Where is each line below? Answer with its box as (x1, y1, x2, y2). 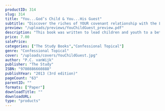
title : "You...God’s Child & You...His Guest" (5, 16, 102, 21)
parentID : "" (5, 80, 32, 85)
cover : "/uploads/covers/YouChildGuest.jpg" (5, 53, 98, 58)
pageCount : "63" (5, 76, 38, 81)
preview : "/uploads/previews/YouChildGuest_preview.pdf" (5, 26, 124, 30)
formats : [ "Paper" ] (5, 84, 45, 90)
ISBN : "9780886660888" (5, 67, 52, 72)
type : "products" (5, 99, 41, 104)
